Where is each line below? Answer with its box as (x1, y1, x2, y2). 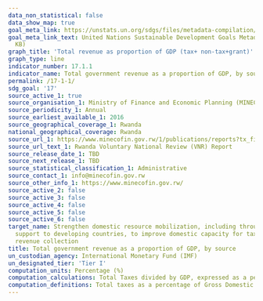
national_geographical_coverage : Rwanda (8, 128, 142, 136)
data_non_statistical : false (8, 11, 103, 20)
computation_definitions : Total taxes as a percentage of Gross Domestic (8, 281, 254, 289)
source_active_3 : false (8, 194, 86, 201)
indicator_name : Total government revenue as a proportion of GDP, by (8, 70, 243, 78)
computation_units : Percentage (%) (8, 267, 124, 274)
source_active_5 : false (8, 209, 86, 216)
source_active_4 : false (8, 201, 86, 209)
